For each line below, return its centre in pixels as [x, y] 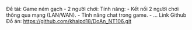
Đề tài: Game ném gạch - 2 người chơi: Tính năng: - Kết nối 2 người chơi [92, 9]
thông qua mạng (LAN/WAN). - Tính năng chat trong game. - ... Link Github [96, 15]
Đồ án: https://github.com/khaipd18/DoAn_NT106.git [69, 21]
